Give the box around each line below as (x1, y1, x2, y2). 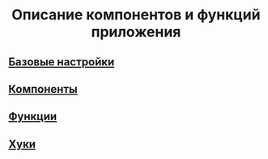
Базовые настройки (8, 55, 115, 69)
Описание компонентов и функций (11, 6, 261, 24)
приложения (91, 23, 181, 41)
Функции (8, 110, 57, 123)
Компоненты (8, 82, 79, 96)
